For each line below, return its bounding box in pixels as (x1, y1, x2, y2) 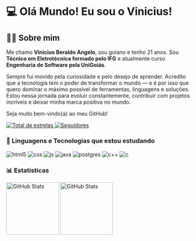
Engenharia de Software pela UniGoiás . (6, 61, 106, 68)
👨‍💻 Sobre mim (6, 32, 60, 43)
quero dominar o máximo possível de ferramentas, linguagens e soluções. (6, 86, 190, 93)
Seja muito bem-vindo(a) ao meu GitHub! (6, 110, 108, 117)
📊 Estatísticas (6, 166, 49, 174)
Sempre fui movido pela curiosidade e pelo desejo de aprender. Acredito (6, 73, 186, 80)
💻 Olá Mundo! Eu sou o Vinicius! (6, 5, 173, 19)
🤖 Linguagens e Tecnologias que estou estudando (6, 136, 155, 144)
